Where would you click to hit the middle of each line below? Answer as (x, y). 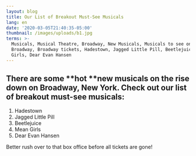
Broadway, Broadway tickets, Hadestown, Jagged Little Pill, (87, 50)
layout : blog (22, 11)
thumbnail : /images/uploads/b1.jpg (49, 33)
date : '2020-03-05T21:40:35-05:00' (49, 28)
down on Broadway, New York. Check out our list (96, 88)
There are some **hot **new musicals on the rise (98, 79)
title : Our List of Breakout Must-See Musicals (65, 17)
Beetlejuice (28, 123)
